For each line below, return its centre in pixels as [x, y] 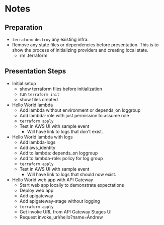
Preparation [24, 27]
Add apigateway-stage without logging [60, 201]
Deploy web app [36, 190]
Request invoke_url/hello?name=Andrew [61, 217]
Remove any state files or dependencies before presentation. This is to [85, 45]
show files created [39, 99]
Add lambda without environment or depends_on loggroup [80, 110]
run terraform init [39, 94]
